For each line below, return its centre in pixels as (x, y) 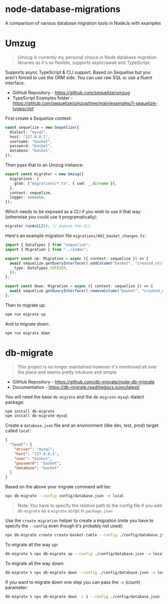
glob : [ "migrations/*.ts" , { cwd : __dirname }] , (66, 183)
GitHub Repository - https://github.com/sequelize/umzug (71, 92)
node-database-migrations (63, 9)
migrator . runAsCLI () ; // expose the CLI (48, 226)
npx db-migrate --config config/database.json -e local (64, 496)
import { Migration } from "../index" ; (47, 249)
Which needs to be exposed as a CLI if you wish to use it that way (73, 212)
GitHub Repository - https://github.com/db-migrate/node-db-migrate (83, 382)
